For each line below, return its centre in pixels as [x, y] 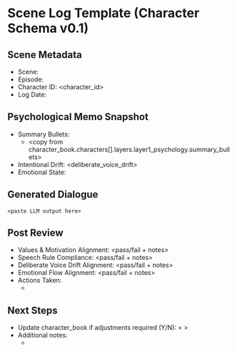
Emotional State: [42, 172]
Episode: [31, 79]
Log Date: [32, 95]
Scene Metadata [45, 55]
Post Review [35, 233]
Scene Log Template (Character [104, 13]
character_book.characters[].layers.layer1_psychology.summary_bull [129, 149]
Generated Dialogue [53, 195]
